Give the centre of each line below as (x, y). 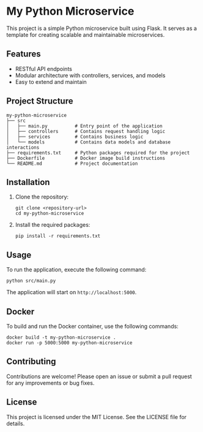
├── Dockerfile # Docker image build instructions (86, 158)
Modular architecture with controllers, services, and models (90, 75)
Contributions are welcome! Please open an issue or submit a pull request (99, 376)
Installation (28, 182)
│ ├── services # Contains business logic (75, 137)
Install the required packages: (53, 225)
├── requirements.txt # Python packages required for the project (98, 153)
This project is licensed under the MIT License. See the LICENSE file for (97, 417)
